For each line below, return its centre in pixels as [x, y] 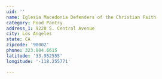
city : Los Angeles [29, 34]
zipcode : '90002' [28, 45]
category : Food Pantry [34, 23]
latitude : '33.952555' [34, 56]
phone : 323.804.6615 [32, 50]
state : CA [19, 39]
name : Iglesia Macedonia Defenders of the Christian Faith [81, 17]
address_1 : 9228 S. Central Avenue [51, 28]
